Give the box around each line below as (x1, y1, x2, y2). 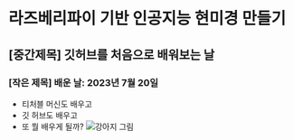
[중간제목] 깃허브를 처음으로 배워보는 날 (8, 47, 215, 62)
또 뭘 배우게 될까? (21, 121, 84, 132)
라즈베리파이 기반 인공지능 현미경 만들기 (8, 8, 287, 29)
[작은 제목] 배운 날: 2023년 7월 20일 (8, 76, 159, 89)
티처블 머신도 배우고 (21, 98, 92, 109)
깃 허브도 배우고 (21, 109, 78, 120)
